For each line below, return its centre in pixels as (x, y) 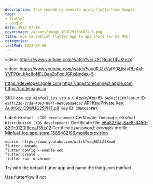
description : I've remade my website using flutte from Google (70, 9)
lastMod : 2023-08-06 (26, 46)
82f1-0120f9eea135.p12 (28, 128)
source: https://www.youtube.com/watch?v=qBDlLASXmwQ (60, 142)
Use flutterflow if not (26, 177)
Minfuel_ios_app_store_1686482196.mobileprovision (56, 133)
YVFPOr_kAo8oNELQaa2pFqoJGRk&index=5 (49, 74)
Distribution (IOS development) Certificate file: (53, 123)
